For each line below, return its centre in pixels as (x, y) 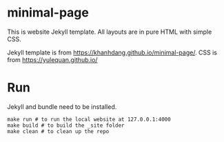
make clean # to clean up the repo (58, 131)
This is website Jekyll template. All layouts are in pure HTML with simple (110, 32)
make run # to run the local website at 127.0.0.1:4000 (89, 119)
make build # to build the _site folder (66, 125)
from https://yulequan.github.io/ (52, 59)
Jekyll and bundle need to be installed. (62, 106)
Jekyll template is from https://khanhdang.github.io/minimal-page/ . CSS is (112, 52)
